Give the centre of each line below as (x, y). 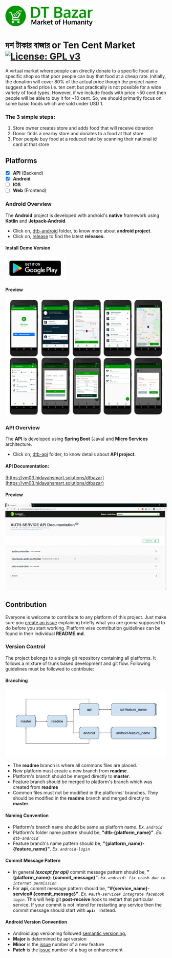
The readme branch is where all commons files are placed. (75, 765)
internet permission (35, 883)
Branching (17, 681)
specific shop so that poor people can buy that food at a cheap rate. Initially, (86, 76)
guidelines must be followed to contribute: (50, 668)
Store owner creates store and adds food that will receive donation (83, 128)
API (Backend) (28, 173)
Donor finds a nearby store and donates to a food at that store (78, 134)
